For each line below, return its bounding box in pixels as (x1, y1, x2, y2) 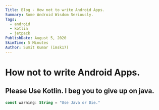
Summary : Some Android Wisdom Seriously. (5, 12, 94, 17)
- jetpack (10, 31, 30, 36)
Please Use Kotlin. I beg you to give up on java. (5, 87, 155, 95)
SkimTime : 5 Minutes (5, 40, 49, 45)
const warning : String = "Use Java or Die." (5, 100, 100, 105)
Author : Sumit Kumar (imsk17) (5, 45, 69, 50)
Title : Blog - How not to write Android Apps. (5, 7, 105, 13)
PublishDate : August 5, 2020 (5, 36, 67, 41)
